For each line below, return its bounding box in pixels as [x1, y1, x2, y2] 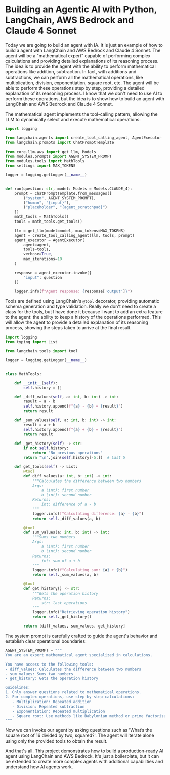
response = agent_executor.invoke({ [14, 270, 92, 275]
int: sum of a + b [41, 558, 80, 563]
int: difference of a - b [41, 502, 96, 507]
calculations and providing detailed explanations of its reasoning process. [5, 58, 159, 64]
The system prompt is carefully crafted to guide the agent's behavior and [5, 633, 158, 639]
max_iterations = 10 [23, 256, 62, 262]
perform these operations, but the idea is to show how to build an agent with [5, 95, 164, 102]
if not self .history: [23, 446, 69, 451]
